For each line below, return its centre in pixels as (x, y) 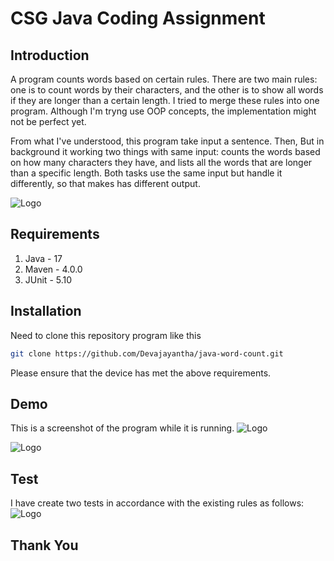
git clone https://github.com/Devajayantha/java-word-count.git (147, 353)
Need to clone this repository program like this (106, 335)
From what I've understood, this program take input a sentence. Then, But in (167, 141)
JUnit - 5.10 (48, 279)
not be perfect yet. (48, 121)
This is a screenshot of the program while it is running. (122, 428)
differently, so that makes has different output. (105, 183)
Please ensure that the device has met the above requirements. (141, 373)
